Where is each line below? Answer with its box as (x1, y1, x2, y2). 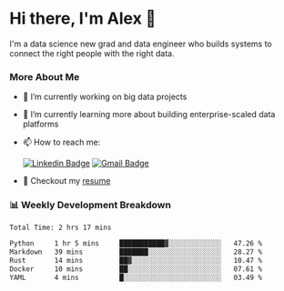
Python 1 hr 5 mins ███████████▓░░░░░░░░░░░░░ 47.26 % (9, 239, 262, 248)
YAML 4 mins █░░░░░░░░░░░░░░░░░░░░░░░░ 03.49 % (9, 273, 262, 282)
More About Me (9, 70, 80, 83)
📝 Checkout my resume (22, 176, 111, 186)
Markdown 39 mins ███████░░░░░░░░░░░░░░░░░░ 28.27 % (9, 247, 262, 257)
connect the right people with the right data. (9, 47, 175, 58)
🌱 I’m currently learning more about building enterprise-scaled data (22, 109, 276, 120)
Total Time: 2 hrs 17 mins (9, 223, 112, 232)
